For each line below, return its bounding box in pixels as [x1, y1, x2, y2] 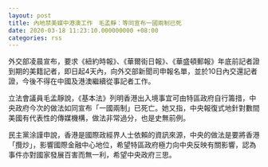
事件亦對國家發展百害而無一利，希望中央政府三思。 [8, 150, 176, 160]
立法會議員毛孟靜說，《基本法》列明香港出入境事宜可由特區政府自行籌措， [8, 93, 250, 103]
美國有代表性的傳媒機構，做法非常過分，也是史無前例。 [8, 113, 190, 123]
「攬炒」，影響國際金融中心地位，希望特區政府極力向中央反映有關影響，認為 [8, 140, 257, 150]
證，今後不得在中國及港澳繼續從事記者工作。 [8, 76, 156, 86]
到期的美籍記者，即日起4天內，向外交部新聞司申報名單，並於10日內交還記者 [8, 67, 258, 76]
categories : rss [8, 33, 62, 42]
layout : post [8, 11, 52, 20]
